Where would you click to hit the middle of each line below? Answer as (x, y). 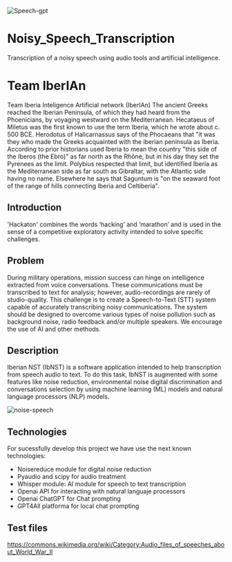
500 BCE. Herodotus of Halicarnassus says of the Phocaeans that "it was (111, 134)
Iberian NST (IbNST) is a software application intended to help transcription (114, 368)
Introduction (35, 208)
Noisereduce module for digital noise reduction (84, 469)
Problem (26, 261)
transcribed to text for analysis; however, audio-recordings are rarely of (109, 292)
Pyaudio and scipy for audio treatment (71, 477)
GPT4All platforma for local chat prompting (78, 506)
